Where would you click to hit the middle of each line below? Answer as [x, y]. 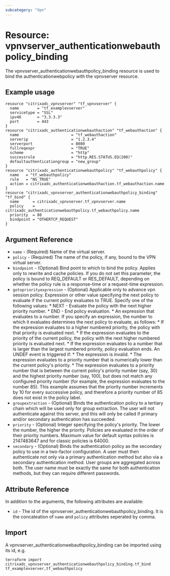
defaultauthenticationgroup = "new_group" [55, 162]
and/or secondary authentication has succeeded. [64, 419]
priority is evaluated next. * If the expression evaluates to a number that [87, 344]
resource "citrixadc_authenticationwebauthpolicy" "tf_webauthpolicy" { [84, 171]
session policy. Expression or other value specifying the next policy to [86, 295]
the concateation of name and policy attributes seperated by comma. [84, 517]
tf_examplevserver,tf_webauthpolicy [44, 568]
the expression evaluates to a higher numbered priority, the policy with [87, 327]
